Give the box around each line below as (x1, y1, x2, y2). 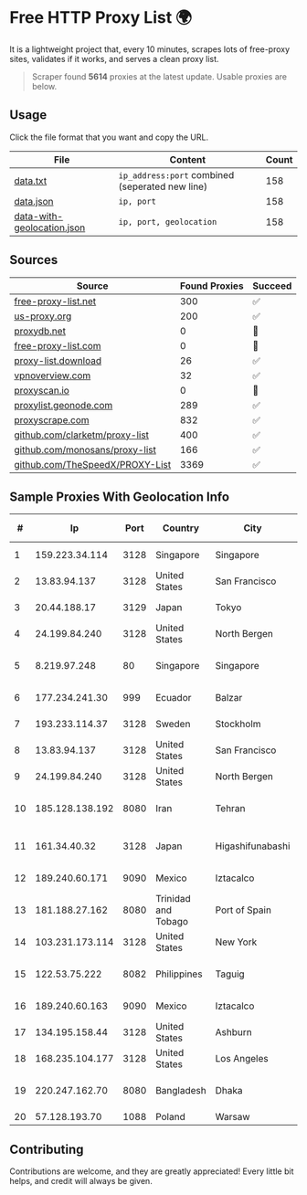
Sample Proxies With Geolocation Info (9, 489, 230, 504)
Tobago (154, 915, 189, 928)
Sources (9, 252, 58, 268)
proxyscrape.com (14, 413, 90, 426)
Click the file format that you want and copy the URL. (9, 132, 208, 143)
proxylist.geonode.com (14, 398, 113, 411)
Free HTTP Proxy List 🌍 (9, 7, 193, 28)
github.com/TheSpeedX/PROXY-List (14, 458, 172, 471)
